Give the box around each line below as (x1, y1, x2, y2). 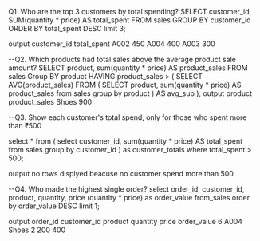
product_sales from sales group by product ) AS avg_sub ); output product (8, 89, 253, 98)
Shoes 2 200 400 (8, 225, 66, 235)
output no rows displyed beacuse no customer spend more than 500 (8, 169, 234, 178)
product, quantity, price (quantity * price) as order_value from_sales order (8, 193, 250, 202)
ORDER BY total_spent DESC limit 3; (8, 24, 126, 33)
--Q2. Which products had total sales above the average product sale (8, 55, 237, 64)
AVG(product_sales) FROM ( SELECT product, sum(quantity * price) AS (8, 80, 242, 89)
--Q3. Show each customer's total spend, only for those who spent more (8, 113, 247, 122)
